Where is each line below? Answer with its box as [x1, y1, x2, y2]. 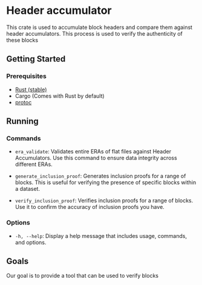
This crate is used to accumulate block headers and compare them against [6, 24, 192, 31]
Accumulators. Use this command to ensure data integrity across [15, 155, 177, 162]
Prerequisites [6, 72, 47, 80]
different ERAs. [15, 161, 53, 168]
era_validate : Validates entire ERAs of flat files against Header [15, 148, 171, 155]
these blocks [6, 36, 38, 43]
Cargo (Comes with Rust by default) [15, 92, 105, 100]
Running [6, 116, 39, 127]
